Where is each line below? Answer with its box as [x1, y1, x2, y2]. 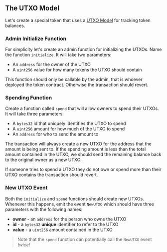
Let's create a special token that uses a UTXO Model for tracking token [5, 17, 151, 23]
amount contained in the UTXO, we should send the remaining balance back [5, 151, 162, 157]
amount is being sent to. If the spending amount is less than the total [5, 146, 146, 152]
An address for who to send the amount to [12, 131, 99, 137]
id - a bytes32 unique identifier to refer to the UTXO [12, 221, 119, 227]
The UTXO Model [5, 4, 60, 12]
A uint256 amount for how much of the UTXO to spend [12, 126, 125, 132]
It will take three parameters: [5, 111, 64, 117]
